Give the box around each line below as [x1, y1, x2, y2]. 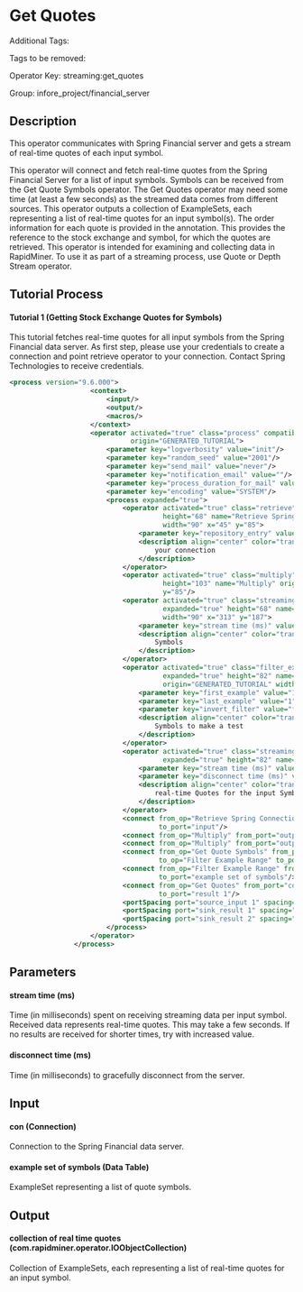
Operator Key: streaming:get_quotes [9, 69, 144, 81]
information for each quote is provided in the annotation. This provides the [9, 222, 286, 233]
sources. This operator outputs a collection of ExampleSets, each [9, 203, 252, 214]
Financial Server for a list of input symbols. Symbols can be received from [9, 174, 284, 185]
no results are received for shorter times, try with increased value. [9, 1029, 255, 1040]
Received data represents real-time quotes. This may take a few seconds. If [9, 1020, 290, 1031]
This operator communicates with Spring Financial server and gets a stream [9, 137, 291, 149]
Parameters [9, 965, 77, 980]
